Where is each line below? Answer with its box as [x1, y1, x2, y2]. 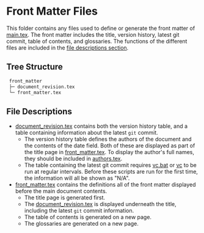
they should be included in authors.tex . [24, 155, 123, 163]
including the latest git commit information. [24, 207, 134, 215]
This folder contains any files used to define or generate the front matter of [6, 24, 195, 32]
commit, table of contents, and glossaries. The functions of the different [6, 37, 188, 45]
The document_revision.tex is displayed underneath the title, [24, 201, 177, 208]
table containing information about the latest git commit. [15, 129, 159, 136]
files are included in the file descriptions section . [6, 44, 129, 51]
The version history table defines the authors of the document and [24, 136, 192, 143]
